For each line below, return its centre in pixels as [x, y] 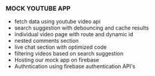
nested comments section [47, 41]
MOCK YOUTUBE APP [38, 8]
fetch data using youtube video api [57, 22]
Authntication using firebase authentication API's [75, 66]
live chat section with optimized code [60, 47]
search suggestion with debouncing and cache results [81, 28]
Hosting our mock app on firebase [57, 60]
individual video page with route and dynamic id [74, 34]
